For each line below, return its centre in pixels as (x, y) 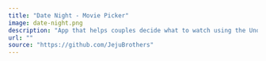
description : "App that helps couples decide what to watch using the (127, 30)
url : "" (21, 38)
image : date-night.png (46, 23)
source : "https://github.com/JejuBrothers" (81, 45)
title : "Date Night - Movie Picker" (68, 15)
